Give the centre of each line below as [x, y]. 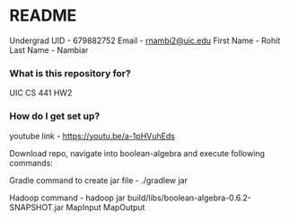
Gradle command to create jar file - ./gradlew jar [99, 180]
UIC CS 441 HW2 [41, 93]
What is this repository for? [70, 73]
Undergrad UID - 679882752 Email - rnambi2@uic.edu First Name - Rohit [145, 40]
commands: [31, 163]
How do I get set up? [55, 116]
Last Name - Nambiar [49, 49]
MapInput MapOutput [105, 207]
